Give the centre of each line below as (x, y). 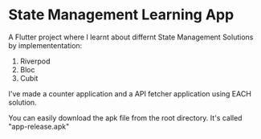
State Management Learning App (121, 15)
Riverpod (35, 61)
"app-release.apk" (39, 126)
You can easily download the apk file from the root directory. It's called (125, 117)
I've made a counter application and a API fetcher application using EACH (130, 93)
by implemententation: (45, 45)
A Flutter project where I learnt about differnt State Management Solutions (131, 37)
